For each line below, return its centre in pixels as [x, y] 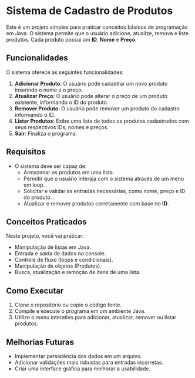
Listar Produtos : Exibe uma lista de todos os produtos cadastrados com [102, 121]
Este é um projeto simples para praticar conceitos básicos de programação [97, 27]
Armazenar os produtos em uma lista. [69, 172]
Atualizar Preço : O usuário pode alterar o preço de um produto [91, 96]
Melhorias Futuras [40, 342]
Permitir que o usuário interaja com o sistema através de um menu [104, 178]
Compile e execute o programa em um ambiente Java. [80, 311]
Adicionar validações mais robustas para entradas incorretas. [89, 362]
